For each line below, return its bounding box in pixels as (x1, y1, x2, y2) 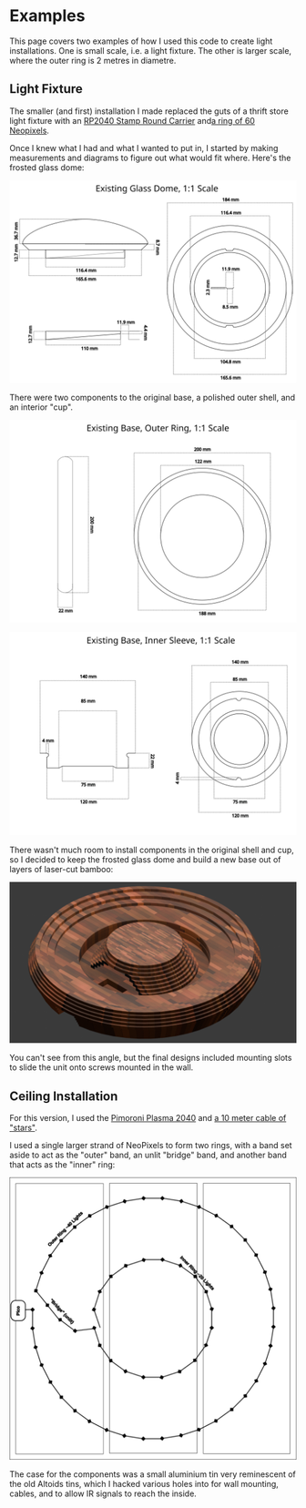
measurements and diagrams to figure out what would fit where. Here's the (9, 152, 291, 163)
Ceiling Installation (9, 1088, 118, 1104)
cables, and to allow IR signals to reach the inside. (9, 1488, 198, 1499)
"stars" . (9, 1122, 38, 1134)
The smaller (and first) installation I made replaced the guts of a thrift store (9, 106, 289, 117)
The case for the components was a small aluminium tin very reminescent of (9, 1469, 296, 1480)
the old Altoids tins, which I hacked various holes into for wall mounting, (9, 1479, 280, 1490)
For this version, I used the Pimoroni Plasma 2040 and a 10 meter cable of (9, 1113, 287, 1124)
